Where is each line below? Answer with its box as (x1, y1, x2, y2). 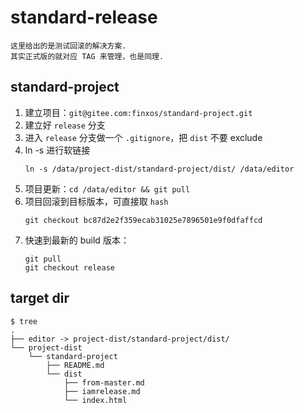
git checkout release (24, 262, 115, 273)
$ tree (10, 316, 38, 326)
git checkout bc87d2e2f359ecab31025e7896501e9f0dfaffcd (24, 215, 263, 225)
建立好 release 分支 (24, 119, 106, 131)
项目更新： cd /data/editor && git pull (24, 182, 191, 195)
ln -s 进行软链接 (24, 144, 91, 156)
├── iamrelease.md (63, 386, 141, 396)
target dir (10, 290, 70, 307)
